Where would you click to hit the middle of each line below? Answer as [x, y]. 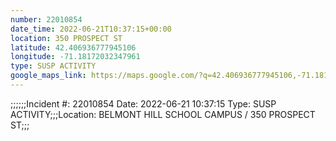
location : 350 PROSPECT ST [66, 38]
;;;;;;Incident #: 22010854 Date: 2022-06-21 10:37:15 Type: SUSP [143, 103]
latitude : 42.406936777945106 [73, 47]
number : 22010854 [46, 19]
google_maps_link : [48, 76]
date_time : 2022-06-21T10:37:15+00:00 [91, 29]
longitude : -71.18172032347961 [75, 57]
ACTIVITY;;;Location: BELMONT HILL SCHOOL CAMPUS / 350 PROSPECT [163, 114]
